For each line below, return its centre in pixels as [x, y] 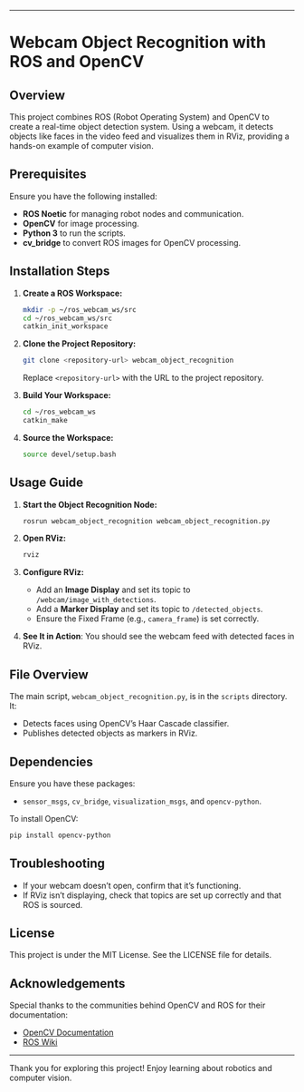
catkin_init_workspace [65, 327]
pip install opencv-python [60, 835]
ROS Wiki [40, 1042]
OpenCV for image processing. [81, 223]
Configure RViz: [53, 572]
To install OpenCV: [44, 818]
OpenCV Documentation [68, 1033]
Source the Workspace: [68, 437]
